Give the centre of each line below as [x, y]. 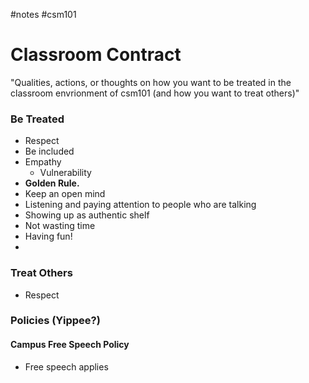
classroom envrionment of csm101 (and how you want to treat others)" [155, 93]
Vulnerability [65, 173]
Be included [49, 151]
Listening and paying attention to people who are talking [140, 205]
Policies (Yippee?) [55, 321]
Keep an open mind [65, 194]
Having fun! [48, 236]
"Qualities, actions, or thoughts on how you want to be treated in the [151, 82]
